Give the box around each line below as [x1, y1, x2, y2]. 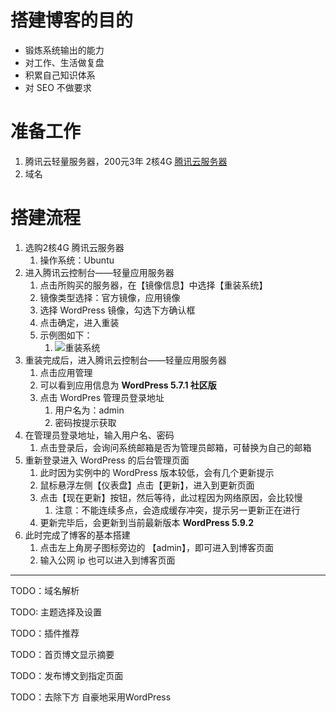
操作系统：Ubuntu [39, 254, 115, 266]
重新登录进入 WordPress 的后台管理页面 [24, 454, 190, 466]
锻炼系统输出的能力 [24, 44, 105, 56]
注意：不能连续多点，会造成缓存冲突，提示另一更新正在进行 [54, 504, 301, 516]
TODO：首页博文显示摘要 [10, 648, 115, 660]
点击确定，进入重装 [39, 316, 120, 328]
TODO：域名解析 [10, 584, 80, 596]
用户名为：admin [54, 404, 125, 416]
